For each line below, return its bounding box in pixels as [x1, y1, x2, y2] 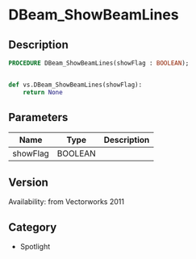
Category [8, 220, 57, 234]
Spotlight [19, 242, 51, 252]
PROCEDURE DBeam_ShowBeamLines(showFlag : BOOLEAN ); [8, 59, 190, 67]
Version [8, 175, 48, 189]
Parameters [8, 111, 69, 124]
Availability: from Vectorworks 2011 [8, 197, 125, 207]
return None [23, 88, 63, 96]
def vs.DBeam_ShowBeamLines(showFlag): [8, 81, 143, 89]
